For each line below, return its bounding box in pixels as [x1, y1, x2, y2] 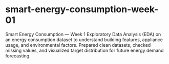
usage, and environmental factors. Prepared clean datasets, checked [5, 42, 151, 48]
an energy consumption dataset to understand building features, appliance [5, 37, 163, 43]
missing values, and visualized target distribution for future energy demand [5, 47, 164, 53]
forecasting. [5, 52, 31, 59]
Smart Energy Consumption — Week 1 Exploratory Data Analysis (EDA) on [5, 31, 161, 37]
